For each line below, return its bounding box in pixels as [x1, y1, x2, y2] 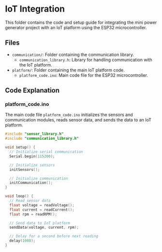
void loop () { [5, 194, 34, 199]
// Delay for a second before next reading [9, 234, 98, 239]
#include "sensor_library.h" [5, 132, 64, 136]
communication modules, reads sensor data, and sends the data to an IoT [5, 117, 151, 123]
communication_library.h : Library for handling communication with [19, 57, 152, 63]
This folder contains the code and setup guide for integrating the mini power [5, 19, 157, 25]
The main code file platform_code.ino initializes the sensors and [5, 112, 133, 118]
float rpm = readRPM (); [9, 212, 57, 217]
